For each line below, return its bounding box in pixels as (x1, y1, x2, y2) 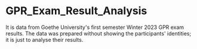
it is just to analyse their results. (5, 36, 84, 43)
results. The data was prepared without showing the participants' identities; (5, 30, 192, 37)
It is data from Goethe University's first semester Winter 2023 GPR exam (5, 24, 184, 31)
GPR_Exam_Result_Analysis (5, 4, 147, 18)
